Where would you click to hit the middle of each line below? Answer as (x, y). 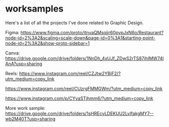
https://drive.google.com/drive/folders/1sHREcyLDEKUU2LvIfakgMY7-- (80, 113)
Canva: (13, 53)
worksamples (34, 9)
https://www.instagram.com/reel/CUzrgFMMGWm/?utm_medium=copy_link (84, 88)
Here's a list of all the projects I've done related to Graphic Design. (74, 23)
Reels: (12, 73)
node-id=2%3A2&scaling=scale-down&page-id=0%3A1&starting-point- (80, 38)
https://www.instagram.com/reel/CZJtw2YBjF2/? (70, 73)
